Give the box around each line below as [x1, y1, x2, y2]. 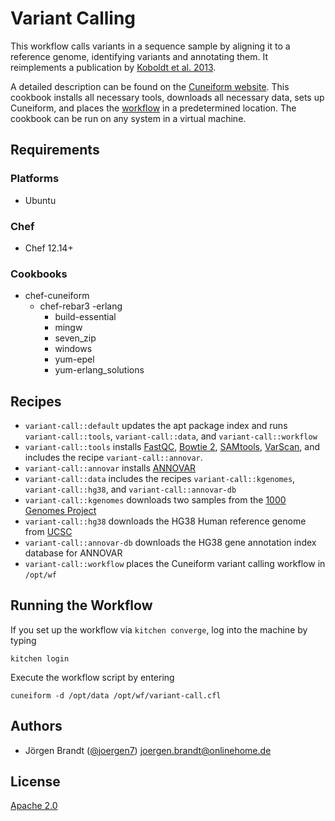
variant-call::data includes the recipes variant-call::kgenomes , [24, 473, 296, 485]
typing [10, 634, 37, 646]
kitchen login [10, 653, 70, 664]
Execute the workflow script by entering [10, 671, 175, 683]
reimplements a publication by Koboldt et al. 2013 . [10, 61, 217, 73]
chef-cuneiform [24, 290, 90, 302]
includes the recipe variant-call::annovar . [24, 452, 203, 464]
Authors [10, 718, 63, 735]
